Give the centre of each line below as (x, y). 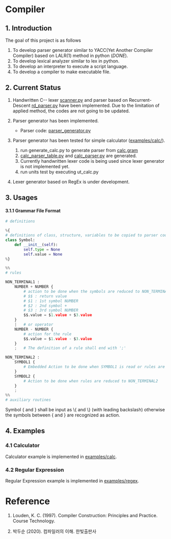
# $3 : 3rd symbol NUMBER (51, 310)
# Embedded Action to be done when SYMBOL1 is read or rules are (94, 367)
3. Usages (22, 198)
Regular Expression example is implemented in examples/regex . (72, 481)
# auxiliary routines (28, 400)
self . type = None (42, 249)
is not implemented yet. (45, 166)
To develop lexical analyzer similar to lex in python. (66, 61)
